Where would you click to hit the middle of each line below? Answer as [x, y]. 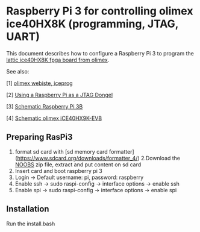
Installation [28, 209]
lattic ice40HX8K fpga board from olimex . [58, 60]
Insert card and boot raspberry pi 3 [58, 171]
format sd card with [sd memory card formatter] [74, 151]
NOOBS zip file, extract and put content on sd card [78, 165]
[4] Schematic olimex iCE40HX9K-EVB [54, 118]
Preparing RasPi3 [39, 137]
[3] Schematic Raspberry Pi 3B [45, 106]
